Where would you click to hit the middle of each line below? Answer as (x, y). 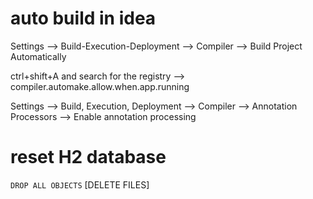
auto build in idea (83, 18)
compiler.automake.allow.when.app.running (100, 86)
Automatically (38, 56)
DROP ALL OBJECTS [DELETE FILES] (80, 184)
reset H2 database (88, 157)
